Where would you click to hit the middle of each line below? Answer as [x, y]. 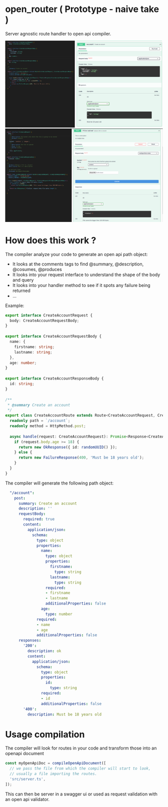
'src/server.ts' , [28, 779]
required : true [39, 519]
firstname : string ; [34, 347]
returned [21, 290]
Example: [15, 305]
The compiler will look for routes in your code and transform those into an [81, 748]
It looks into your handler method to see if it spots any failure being [81, 285]
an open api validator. [27, 799]
